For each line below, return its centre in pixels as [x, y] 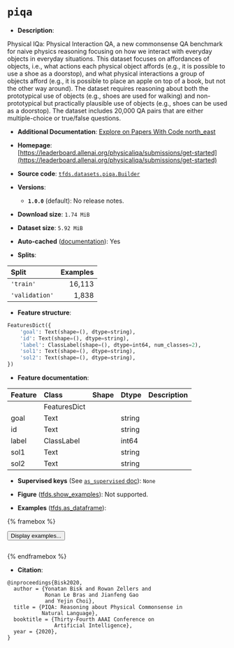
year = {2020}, [36, 632]
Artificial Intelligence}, [93, 626]
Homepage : [35, 145]
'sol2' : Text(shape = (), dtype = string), [78, 358]
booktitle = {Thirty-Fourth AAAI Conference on [84, 620]
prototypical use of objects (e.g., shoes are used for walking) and [101, 96]
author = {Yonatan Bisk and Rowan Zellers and [82, 589]
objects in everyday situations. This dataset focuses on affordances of [108, 59]
